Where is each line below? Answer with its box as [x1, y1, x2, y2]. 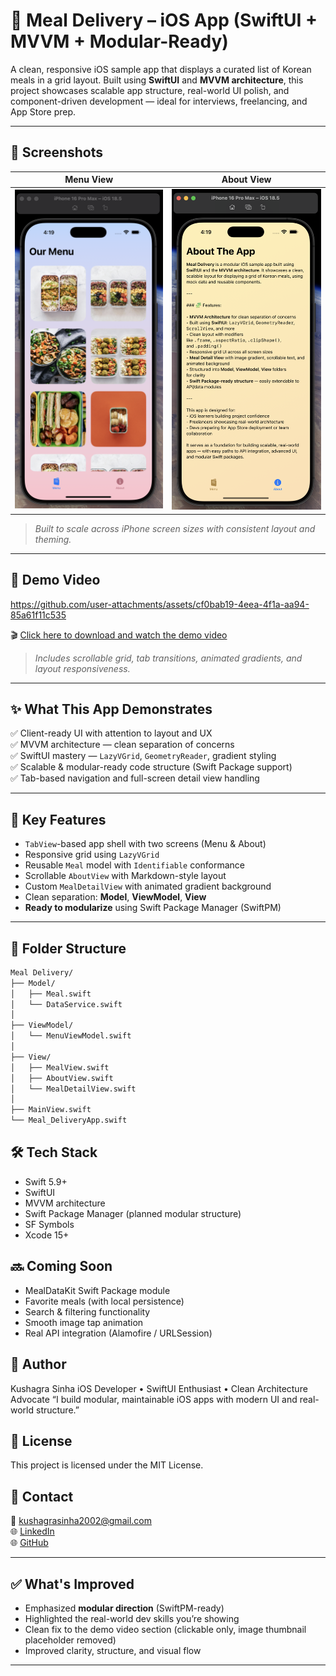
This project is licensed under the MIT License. [10, 1459, 204, 1471]
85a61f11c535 [10, 609, 67, 621]
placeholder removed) [24, 1634, 117, 1646]
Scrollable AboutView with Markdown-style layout [24, 870, 227, 882]
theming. [34, 533, 72, 545]
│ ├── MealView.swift [10, 1062, 110, 1073]
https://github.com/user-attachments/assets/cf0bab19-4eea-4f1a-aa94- [10, 598, 310, 610]
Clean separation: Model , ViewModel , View [24, 891, 207, 903]
